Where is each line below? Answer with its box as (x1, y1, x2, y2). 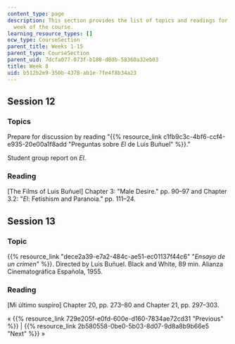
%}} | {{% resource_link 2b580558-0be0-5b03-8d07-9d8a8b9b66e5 (7, 322, 210, 331)
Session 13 (7, 215, 56, 227)
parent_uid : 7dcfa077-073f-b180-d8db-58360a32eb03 (7, 56, 159, 63)
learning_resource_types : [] (7, 30, 93, 37)
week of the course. (13, 23, 74, 30)
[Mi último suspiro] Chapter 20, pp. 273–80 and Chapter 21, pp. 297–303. (7, 301, 220, 309)
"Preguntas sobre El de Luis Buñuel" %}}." (68, 140, 191, 149)
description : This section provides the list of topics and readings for (7, 17, 229, 24)
